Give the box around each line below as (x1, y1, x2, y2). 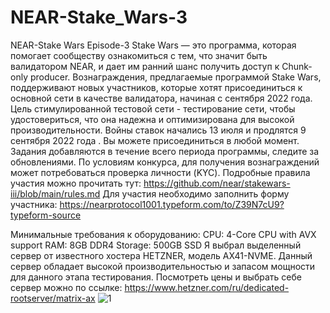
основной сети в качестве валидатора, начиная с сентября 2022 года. (10, 92, 313, 104)
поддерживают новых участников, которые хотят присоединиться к (10, 81, 303, 93)
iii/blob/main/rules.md (10, 187, 101, 200)
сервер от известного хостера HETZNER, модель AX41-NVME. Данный (10, 249, 313, 261)
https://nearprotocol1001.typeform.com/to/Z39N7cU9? (59, 198, 285, 210)
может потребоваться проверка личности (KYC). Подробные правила (10, 166, 311, 178)
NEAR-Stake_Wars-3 (10, 6, 188, 29)
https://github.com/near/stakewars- (143, 177, 291, 189)
